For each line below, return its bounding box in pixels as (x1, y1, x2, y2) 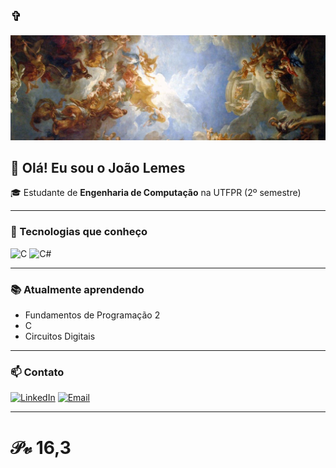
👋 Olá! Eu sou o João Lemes (10, 160, 186, 177)
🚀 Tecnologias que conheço (10, 225, 148, 239)
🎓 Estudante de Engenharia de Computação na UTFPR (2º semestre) (10, 187, 302, 199)
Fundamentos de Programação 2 (24, 309, 161, 321)
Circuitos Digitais (24, 330, 96, 343)
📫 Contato (10, 365, 65, 379)
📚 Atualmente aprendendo (10, 282, 145, 296)
